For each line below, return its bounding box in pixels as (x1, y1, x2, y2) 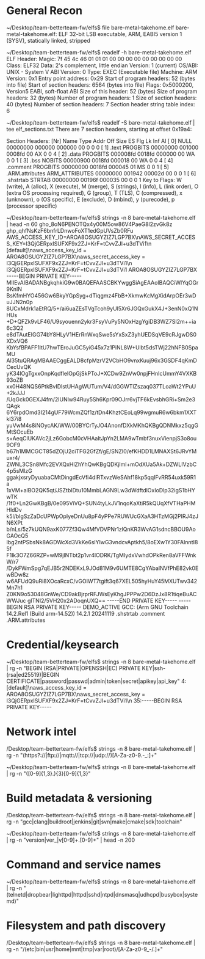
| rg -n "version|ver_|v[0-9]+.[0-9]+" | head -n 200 (6, 836, 135, 844)
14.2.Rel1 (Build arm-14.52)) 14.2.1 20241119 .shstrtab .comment (6, 610, 165, 617)
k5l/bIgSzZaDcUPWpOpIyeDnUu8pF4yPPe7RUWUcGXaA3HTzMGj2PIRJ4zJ (6, 512, 199, 520)
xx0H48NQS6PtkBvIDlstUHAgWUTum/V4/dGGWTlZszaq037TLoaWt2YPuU (6, 382, 196, 390)
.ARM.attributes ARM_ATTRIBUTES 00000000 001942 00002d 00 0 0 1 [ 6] (6, 169, 196, 177)
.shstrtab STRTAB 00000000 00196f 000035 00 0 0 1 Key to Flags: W (6, 176, 182, 183)
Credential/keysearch (6, 638, 119, 652)
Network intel (6, 725, 77, 739)
